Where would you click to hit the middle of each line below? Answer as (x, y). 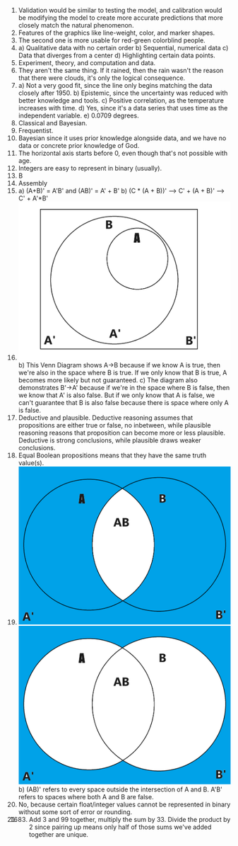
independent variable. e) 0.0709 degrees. (79, 115)
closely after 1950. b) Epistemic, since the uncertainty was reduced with (123, 93)
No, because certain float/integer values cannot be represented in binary (124, 804)
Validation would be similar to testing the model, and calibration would (120, 10)
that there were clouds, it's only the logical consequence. (102, 78)
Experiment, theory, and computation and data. (87, 63)
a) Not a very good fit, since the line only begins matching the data (115, 85)
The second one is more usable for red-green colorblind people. (112, 40)
